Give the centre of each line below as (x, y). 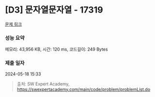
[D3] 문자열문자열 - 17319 (54, 10)
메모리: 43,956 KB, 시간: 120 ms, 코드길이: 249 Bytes (56, 49)
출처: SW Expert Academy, (43, 84)
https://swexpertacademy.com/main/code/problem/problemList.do (84, 89)
